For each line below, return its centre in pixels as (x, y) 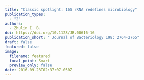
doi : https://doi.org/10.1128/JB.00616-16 (50, 33)
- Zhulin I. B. (25, 28)
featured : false (22, 47)
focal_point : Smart (30, 61)
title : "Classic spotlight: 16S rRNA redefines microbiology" (71, 10)
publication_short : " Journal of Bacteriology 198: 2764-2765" (72, 38)
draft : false (19, 42)
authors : (14, 24)
